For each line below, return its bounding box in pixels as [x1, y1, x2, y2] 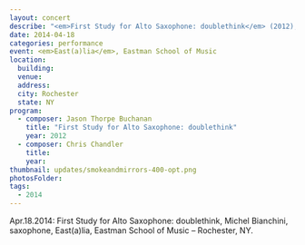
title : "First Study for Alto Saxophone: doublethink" [25, 123, 238, 132]
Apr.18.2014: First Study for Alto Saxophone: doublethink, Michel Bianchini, [9, 215, 289, 226]
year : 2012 [25, 132, 67, 141]
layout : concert [9, 13, 71, 23]
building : [17, 64, 54, 73]
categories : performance [9, 38, 103, 48]
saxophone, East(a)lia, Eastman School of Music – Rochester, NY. [9, 225, 254, 236]
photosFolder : [9, 173, 64, 182]
